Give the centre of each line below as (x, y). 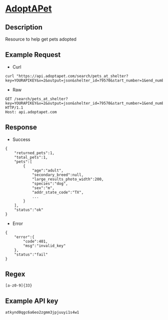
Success (21, 139)
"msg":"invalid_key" (44, 245)
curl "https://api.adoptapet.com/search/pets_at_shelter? (67, 76)
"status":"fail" (31, 254)
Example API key (32, 301)
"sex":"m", (43, 188)
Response (21, 127)
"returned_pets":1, (34, 153)
